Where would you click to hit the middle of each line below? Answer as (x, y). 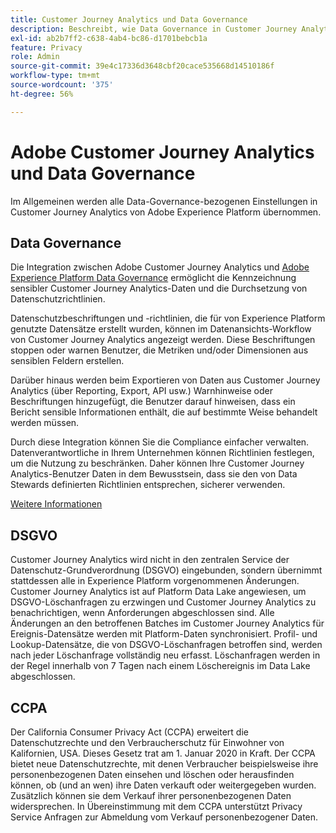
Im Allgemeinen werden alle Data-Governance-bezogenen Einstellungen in (164, 201)
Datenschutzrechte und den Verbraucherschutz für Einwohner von (147, 742)
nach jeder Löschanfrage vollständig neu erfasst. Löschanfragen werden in (165, 655)
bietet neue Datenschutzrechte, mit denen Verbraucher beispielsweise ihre (164, 764)
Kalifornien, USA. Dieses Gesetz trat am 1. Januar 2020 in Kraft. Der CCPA (163, 753)
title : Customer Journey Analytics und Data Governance (129, 19)
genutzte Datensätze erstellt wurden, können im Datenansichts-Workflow (161, 329)
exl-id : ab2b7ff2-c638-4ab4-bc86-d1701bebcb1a (109, 38)
